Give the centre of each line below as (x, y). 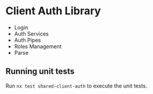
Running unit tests (40, 72)
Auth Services (31, 33)
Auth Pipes (27, 40)
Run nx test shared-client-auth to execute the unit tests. (76, 86)
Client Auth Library (53, 11)
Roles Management (38, 46)
